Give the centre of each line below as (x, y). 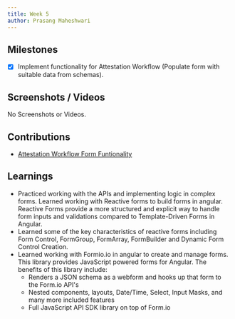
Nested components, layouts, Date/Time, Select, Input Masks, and (125, 292)
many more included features (72, 300)
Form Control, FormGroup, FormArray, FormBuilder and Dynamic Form (121, 239)
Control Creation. (43, 246)
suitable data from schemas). (61, 75)
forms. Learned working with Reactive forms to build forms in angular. (120, 201)
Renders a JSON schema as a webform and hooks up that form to (125, 277)
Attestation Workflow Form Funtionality (75, 154)
